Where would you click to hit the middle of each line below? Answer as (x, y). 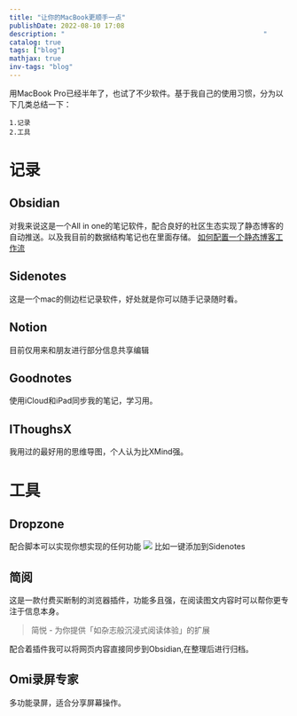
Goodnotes (41, 378)
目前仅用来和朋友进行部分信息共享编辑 (79, 350)
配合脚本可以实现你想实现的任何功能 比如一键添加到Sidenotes (127, 547)
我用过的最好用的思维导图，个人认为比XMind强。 (99, 452)
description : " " (138, 34)
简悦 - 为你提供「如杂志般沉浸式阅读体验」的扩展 (121, 630)
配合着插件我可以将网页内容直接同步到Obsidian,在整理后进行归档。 (132, 649)
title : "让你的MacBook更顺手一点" (67, 17)
